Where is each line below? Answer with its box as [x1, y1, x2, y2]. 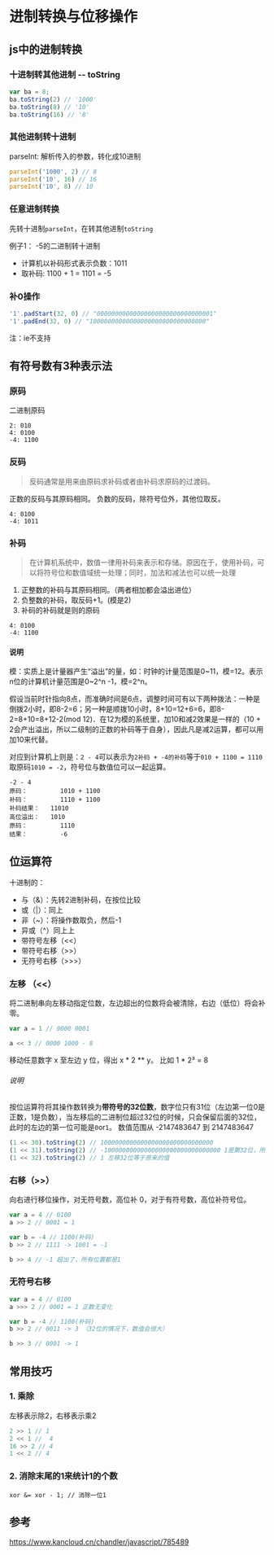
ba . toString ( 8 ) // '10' [9, 103, 90, 111]
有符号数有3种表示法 [9, 359, 113, 373]
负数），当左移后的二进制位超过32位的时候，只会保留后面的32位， [40, 1112, 262, 1122]
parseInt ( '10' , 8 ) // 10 [9, 182, 94, 191]
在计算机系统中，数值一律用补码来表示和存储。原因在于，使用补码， [28, 557, 258, 567]
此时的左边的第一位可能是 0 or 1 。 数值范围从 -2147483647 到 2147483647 [9, 1123, 254, 1132]
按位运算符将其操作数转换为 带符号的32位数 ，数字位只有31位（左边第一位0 [9, 1102, 259, 1112]
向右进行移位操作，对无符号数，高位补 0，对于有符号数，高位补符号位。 [9, 1194, 251, 1205]
